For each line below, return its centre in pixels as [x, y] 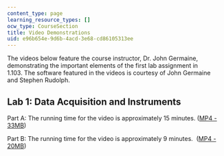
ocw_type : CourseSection [43, 26]
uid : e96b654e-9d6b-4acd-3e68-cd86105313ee [70, 39]
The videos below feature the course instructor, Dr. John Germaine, [102, 58]
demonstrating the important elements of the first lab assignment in [102, 66]
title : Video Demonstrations [49, 32]
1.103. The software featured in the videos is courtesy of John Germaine [109, 73]
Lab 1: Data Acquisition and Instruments [94, 102]
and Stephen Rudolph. [38, 80]
